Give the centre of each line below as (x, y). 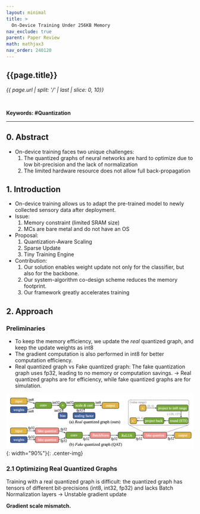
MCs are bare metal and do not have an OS (76, 229)
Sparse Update (42, 248)
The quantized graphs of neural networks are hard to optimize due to (108, 158)
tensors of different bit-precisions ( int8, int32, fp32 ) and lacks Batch (90, 488)
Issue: (22, 216)
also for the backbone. (51, 273)
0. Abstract (27, 137)
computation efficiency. (44, 360)
